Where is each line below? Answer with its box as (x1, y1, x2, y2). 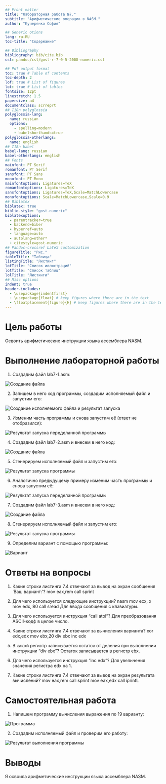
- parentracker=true (9, 218, 52, 223)
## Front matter (5, 7, 39, 12)
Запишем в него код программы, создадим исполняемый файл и (12, 391, 151, 396)
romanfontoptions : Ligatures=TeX (5, 186, 74, 191)
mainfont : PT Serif (5, 162, 45, 167)
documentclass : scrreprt (5, 103, 56, 108)
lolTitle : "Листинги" (5, 273, 50, 277)
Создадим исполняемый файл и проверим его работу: (12, 730, 128, 736)
